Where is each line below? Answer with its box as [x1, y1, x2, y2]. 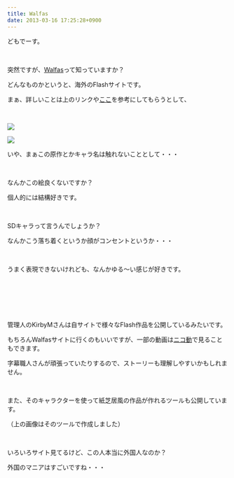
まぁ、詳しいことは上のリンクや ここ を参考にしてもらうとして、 [7, 95, 191, 104]
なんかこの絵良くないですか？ [7, 178, 93, 186]
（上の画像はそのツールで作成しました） [7, 419, 124, 428]
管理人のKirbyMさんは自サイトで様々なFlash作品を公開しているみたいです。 [7, 320, 227, 329]
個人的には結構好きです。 [7, 193, 81, 202]
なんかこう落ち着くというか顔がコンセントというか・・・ [7, 236, 173, 245]
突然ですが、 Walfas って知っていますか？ [7, 65, 125, 73]
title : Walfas [7, 10, 49, 17]
